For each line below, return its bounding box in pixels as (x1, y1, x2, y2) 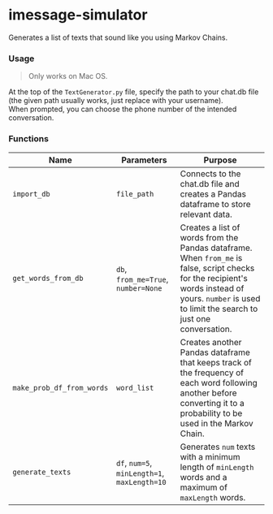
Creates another (180, 336, 242, 348)
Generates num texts (180, 441, 256, 452)
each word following (180, 377, 258, 388)
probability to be (180, 408, 243, 419)
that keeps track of (180, 356, 252, 368)
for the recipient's (180, 272, 248, 283)
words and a (180, 471, 227, 482)
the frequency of (180, 367, 244, 378)
